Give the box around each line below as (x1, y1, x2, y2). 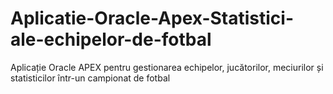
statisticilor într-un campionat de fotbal (10, 72, 171, 84)
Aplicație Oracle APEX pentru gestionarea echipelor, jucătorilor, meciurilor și (10, 61, 324, 73)
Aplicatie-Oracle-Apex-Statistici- (10, 7, 294, 30)
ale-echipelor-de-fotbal (10, 28, 212, 51)
